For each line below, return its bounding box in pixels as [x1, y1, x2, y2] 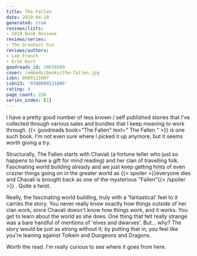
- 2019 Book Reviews [6, 31, 58, 37]
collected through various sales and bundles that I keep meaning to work [6, 120, 185, 127]
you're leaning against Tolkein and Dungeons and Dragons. [6, 232, 151, 239]
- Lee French [6, 53, 39, 59]
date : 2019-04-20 [6, 14, 49, 20]
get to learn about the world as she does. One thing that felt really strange [6, 213, 187, 220]
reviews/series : [6, 36, 46, 42]
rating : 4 [6, 86, 31, 92]
